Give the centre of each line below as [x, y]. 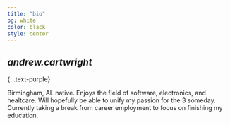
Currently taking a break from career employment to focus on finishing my [115, 108]
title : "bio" [26, 14]
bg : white [22, 20]
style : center [28, 34]
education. [23, 115]
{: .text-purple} [29, 79]
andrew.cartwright [50, 62]
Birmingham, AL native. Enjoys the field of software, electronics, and [107, 93]
